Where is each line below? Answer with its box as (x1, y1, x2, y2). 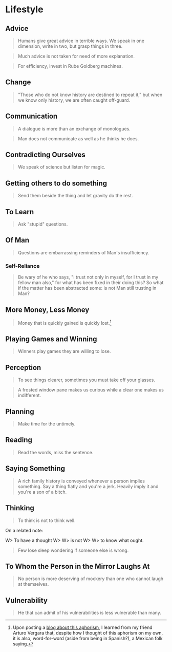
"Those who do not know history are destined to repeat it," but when (17, 91, 163, 98)
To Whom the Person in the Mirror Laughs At (5, 562, 150, 571)
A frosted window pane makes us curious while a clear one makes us (17, 387, 164, 393)
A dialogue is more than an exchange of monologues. (17, 125, 131, 132)
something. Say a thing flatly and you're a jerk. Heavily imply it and (17, 483, 159, 489)
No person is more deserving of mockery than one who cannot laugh (17, 575, 164, 582)
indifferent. (17, 392, 41, 399)
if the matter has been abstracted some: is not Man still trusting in (17, 285, 157, 291)
